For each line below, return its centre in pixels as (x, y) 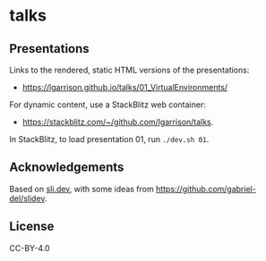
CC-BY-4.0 (30, 248)
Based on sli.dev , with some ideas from (82, 189)
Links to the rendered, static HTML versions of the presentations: (129, 70)
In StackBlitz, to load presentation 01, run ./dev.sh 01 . (109, 139)
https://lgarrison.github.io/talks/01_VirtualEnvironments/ (125, 87)
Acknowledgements (67, 168)
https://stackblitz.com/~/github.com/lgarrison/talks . (118, 122)
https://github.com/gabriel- (206, 189)
